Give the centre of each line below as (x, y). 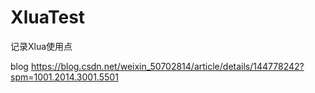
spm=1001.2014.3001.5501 (64, 77)
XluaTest (48, 17)
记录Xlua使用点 (41, 46)
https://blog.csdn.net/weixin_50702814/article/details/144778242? (167, 66)
